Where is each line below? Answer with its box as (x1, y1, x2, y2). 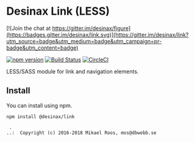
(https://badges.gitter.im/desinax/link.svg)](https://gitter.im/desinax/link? (6, 31, 189, 38)
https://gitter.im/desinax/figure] (52, 24, 131, 32)
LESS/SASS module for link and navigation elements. (6, 67, 139, 75)
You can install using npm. (6, 102, 73, 109)
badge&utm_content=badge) (6, 44, 79, 51)
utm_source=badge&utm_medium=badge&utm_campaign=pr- (6, 37, 162, 45)
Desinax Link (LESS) (6, 4, 110, 18)
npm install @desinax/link (6, 113, 75, 120)
